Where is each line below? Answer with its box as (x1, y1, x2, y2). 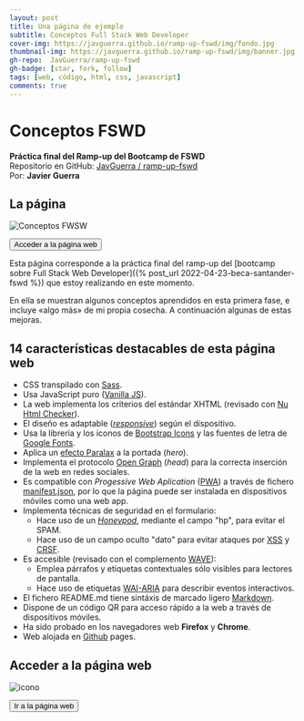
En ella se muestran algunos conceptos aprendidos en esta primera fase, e (9, 295, 290, 306)
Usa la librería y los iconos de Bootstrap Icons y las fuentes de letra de (22, 427, 288, 438)
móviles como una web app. (22, 496, 129, 507)
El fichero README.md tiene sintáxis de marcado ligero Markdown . (22, 592, 275, 603)
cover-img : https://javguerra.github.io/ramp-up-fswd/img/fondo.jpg (9, 38, 275, 48)
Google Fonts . (22, 438, 76, 448)
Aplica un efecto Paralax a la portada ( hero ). (22, 448, 189, 458)
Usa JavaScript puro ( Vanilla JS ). (22, 389, 147, 400)
